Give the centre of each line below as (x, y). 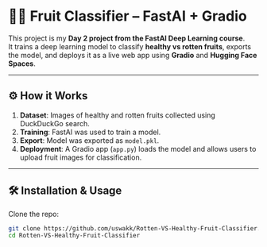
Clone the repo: (34, 214)
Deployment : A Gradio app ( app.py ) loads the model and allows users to (138, 149)
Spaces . (22, 64)
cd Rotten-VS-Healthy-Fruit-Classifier (74, 236)
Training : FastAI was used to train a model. (90, 132)
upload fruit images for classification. (81, 157)
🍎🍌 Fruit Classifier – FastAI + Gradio (128, 16)
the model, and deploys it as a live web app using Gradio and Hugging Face (133, 55)
